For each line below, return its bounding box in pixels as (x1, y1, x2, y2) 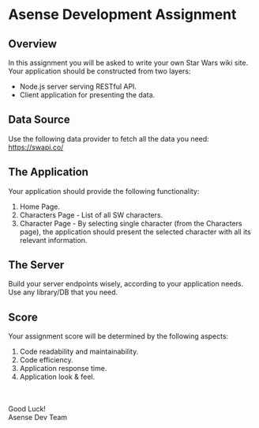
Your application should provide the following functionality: (8, 186, 200, 195)
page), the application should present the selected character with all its (19, 227, 251, 237)
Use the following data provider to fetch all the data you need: (8, 134, 209, 143)
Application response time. (19, 364, 107, 373)
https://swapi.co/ (8, 142, 64, 152)
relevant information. (19, 235, 88, 244)
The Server (8, 259, 65, 272)
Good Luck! (8, 404, 46, 414)
